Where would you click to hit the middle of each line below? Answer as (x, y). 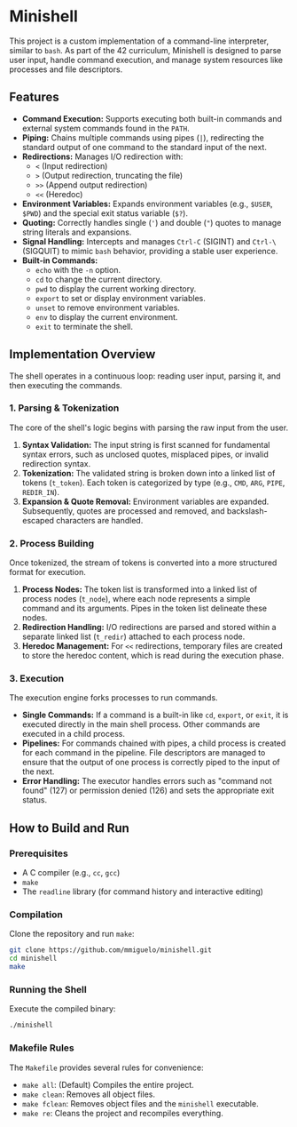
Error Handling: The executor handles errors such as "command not (147, 781)
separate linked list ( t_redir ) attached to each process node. (133, 636)
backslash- (247, 511)
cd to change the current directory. (98, 279)
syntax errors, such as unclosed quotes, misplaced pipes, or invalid (145, 454)
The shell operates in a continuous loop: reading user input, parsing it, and (145, 376)
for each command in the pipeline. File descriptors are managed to (144, 753)
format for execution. (47, 572)
